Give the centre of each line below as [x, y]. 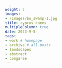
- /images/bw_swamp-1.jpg [31, 18]
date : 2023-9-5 [20, 32]
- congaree [16, 58]
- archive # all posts [28, 45]
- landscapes [18, 49]
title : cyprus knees [26, 23]
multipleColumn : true [27, 27]
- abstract [16, 54]
